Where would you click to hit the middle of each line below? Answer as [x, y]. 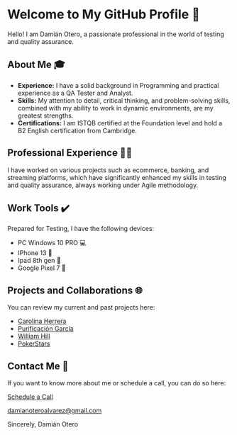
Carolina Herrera [42, 321]
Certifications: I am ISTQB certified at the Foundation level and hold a [120, 123]
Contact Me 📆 [38, 366]
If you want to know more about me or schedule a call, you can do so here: [117, 383]
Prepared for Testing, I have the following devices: [81, 229]
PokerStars [34, 344]
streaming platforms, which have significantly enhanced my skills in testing [117, 177]
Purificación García [45, 329]
